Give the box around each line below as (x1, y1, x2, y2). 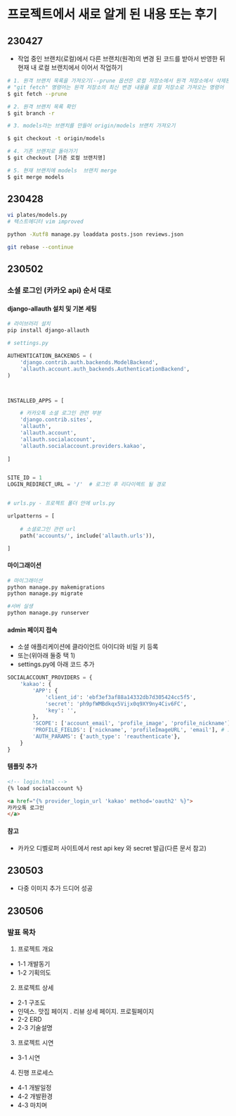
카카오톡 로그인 (7, 804, 44, 811)
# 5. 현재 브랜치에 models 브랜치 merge (7, 167, 117, 174)
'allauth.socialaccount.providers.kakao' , (20, 442, 146, 449)
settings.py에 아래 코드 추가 (17, 660, 95, 669)
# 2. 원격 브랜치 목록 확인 (7, 103, 76, 110)
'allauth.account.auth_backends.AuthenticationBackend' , (20, 365, 190, 372)
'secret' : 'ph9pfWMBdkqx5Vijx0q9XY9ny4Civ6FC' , (44, 700, 188, 708)
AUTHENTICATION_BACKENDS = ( (7, 353, 93, 360)
